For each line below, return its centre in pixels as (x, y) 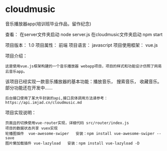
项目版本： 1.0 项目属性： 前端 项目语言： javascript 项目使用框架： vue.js (81, 45)
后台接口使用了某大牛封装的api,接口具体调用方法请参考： (57, 98)
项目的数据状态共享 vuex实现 (31, 128)
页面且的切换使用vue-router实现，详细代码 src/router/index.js (67, 123)
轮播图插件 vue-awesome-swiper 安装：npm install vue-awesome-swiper (80, 133)
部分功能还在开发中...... (29, 88)
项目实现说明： (21, 112)
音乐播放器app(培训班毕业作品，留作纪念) (48, 24)
